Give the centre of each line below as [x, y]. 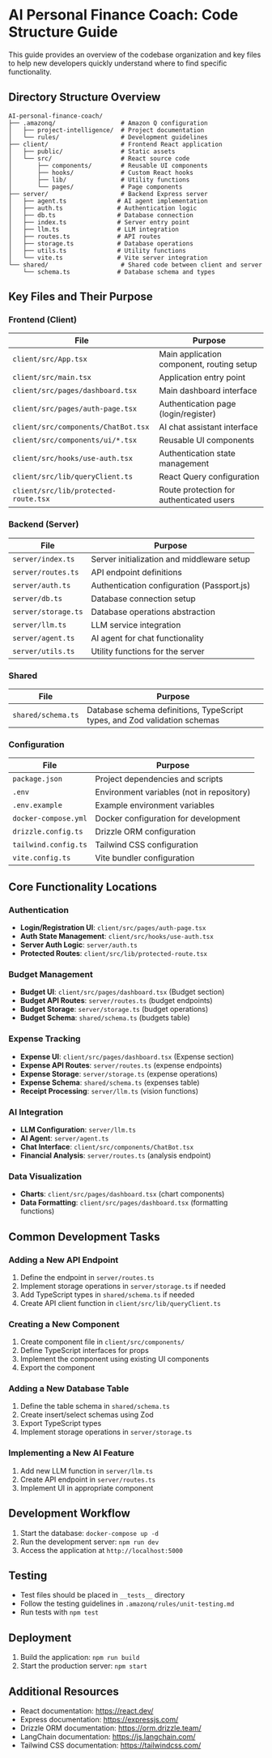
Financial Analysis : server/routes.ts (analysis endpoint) [116, 1155]
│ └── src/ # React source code [99, 158]
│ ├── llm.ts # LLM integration [94, 229]
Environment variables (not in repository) [173, 792]
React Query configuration [209, 477]
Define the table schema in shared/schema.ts [95, 1406]
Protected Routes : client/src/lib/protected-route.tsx [114, 954]
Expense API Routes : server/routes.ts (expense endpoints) [121, 1065]
